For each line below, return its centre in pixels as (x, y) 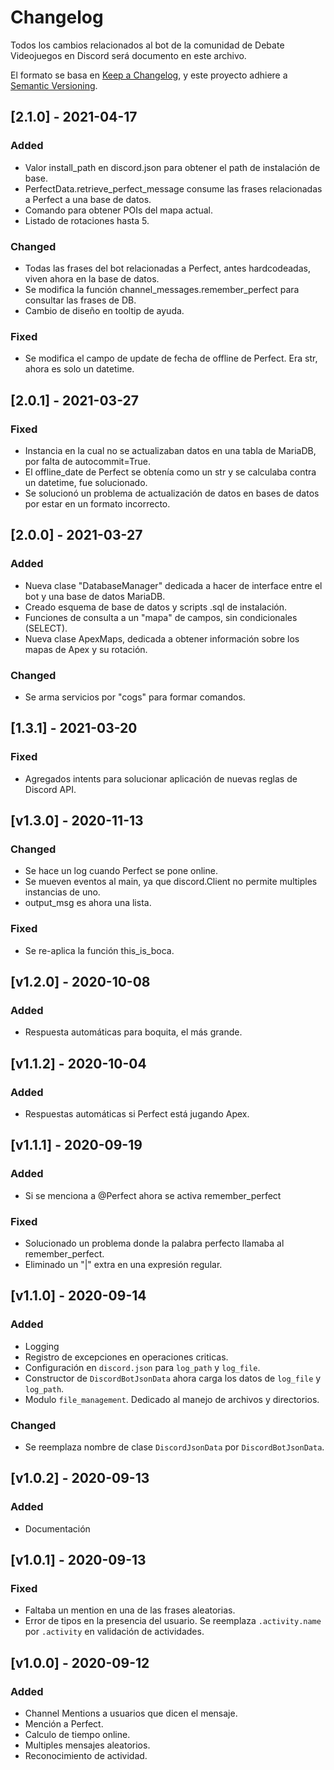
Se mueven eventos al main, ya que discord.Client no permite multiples (171, 882)
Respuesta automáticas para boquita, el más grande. (133, 1032)
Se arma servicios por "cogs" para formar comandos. (135, 697)
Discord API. (50, 789)
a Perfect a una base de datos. (88, 199)
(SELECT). (46, 628)
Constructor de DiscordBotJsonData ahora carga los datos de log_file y (173, 1378)
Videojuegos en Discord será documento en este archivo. (128, 55)
